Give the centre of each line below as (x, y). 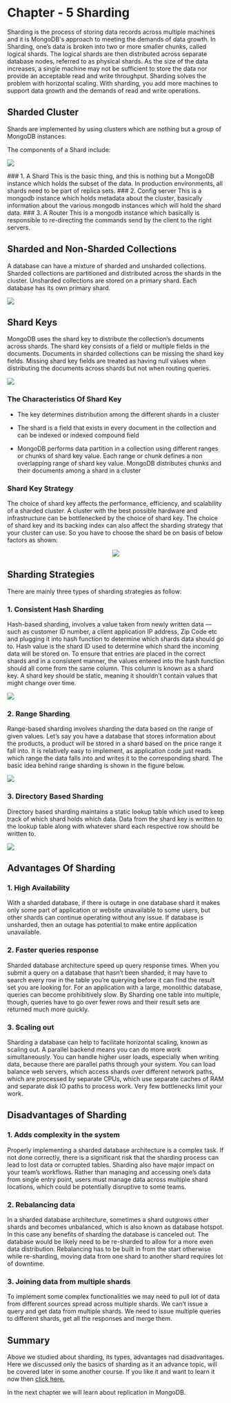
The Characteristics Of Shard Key (64, 399)
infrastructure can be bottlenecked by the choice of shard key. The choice (113, 518)
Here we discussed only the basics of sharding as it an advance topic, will (112, 1364)
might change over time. (42, 683)
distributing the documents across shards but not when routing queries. (109, 368)
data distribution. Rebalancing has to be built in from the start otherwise (109, 1249)
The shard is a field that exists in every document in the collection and (117, 428)
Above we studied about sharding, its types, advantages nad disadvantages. (116, 1357)
